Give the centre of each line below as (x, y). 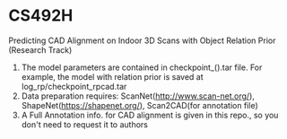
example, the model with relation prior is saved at (112, 76)
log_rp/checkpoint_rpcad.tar (74, 86)
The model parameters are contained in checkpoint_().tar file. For (142, 67)
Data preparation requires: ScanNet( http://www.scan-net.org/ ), (138, 96)
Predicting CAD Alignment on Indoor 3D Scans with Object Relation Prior (142, 40)
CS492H (41, 16)
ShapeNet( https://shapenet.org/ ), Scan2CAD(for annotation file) (139, 105)
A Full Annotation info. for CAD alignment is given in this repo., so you (150, 115)
